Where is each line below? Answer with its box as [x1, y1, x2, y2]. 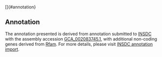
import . [5, 46, 19, 52]
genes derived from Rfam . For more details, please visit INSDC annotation [5, 41, 153, 47]
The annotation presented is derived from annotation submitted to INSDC [5, 31, 152, 37]
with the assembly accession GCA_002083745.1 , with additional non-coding [5, 36, 157, 42]
